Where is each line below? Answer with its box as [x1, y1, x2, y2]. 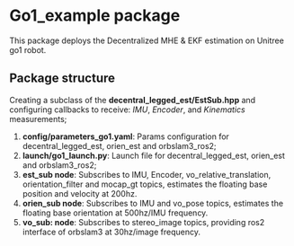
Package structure [9, 71, 115, 86]
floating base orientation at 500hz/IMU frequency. [22, 207, 209, 218]
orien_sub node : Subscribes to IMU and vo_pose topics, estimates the [22, 198, 284, 208]
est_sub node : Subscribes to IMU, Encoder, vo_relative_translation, [22, 169, 272, 180]
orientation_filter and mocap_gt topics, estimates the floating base [22, 179, 268, 189]
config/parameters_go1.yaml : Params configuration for [22, 131, 229, 142]
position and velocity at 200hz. [22, 188, 138, 198]
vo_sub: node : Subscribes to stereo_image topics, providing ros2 [22, 216, 265, 227]
